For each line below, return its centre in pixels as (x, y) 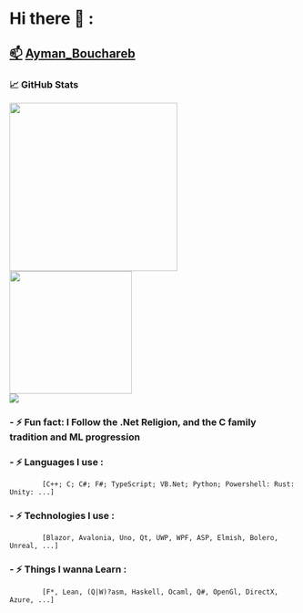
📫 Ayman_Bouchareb (72, 53)
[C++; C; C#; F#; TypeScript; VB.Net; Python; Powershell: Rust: (169, 484)
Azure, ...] (32, 600)
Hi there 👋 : (51, 19)
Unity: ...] (32, 493)
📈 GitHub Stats (44, 84)
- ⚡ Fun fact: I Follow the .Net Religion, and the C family (133, 421)
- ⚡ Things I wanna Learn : (68, 569)
